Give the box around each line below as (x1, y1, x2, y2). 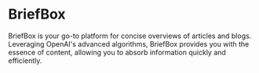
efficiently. (8, 56, 42, 65)
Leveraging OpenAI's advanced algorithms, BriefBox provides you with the (8, 39, 250, 48)
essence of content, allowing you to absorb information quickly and (8, 47, 226, 57)
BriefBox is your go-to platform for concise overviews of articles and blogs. (8, 31, 252, 40)
